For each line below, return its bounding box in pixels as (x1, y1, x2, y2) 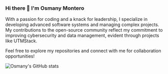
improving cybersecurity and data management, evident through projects (5, 33, 159, 39)
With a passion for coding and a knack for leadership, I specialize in (5, 16, 148, 22)
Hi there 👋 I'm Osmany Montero (5, 5, 85, 12)
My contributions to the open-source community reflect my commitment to (5, 27, 163, 33)
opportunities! (5, 53, 35, 59)
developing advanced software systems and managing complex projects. (5, 21, 159, 28)
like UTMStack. (5, 38, 37, 44)
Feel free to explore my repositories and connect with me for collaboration (5, 48, 161, 54)
